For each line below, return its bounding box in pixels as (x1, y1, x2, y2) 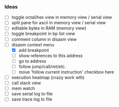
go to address (18, 58, 47, 64)
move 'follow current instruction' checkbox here (18, 69, 114, 75)
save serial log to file (11, 91, 53, 97)
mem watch (11, 86, 35, 92)
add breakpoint (18, 47, 49, 53)
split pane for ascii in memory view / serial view (11, 20, 106, 26)
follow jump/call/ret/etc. (18, 63, 66, 69)
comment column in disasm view (11, 36, 77, 42)
